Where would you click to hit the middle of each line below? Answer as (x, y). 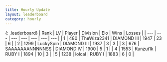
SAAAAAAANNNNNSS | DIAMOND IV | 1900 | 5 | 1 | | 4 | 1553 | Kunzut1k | (81, 49)
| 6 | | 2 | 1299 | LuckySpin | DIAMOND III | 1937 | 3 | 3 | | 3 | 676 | (72, 44)
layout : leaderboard (27, 14)
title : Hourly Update (28, 10)
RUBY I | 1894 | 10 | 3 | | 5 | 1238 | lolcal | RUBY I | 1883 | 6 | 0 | (70, 54)
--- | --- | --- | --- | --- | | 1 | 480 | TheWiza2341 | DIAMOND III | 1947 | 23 (86, 38)
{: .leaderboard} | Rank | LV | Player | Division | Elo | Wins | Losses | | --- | (81, 33)
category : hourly (23, 19)
